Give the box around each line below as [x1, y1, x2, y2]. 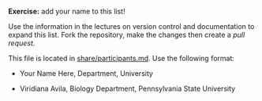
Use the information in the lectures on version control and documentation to [8, 22, 255, 31]
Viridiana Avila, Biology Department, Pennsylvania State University [19, 84, 236, 93]
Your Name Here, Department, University [19, 69, 154, 78]
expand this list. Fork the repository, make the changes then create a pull [8, 31, 245, 39]
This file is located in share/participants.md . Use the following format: [8, 54, 235, 63]
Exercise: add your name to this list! [8, 7, 125, 16]
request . [8, 38, 36, 48]
